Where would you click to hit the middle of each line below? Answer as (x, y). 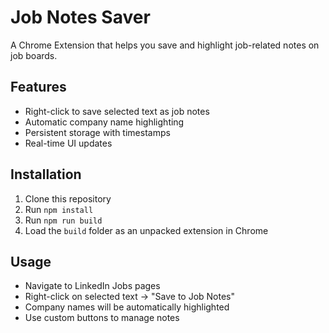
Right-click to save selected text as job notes (117, 111)
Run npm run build (63, 220)
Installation (46, 174)
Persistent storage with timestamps (97, 132)
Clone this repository (68, 198)
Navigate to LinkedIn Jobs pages (92, 286)
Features (38, 87)
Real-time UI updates (68, 143)
